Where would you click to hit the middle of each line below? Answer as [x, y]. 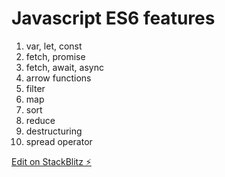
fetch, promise [55, 56]
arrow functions [58, 78]
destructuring [54, 131]
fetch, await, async [64, 67]
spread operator [59, 141]
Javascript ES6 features [113, 18]
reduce [40, 120]
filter [35, 88]
